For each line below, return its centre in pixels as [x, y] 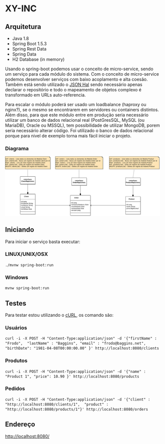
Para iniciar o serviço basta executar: [43, 242]
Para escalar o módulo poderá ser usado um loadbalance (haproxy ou [76, 104]
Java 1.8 [21, 38]
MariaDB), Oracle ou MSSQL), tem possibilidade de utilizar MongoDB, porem [83, 125]
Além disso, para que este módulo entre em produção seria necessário [77, 115]
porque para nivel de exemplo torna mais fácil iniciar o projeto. [68, 136]
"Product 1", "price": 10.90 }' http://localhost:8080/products [72, 376]
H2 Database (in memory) [38, 59]
